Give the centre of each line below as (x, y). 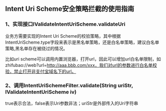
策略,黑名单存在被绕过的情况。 (37, 48)
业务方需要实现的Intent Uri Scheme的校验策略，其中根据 (63, 36)
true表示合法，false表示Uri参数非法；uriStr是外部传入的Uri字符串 (72, 103)
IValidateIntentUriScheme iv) (41, 92)
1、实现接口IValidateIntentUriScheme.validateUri (65, 24)
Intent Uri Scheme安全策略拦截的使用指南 (70, 9)
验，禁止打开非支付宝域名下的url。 (41, 71)
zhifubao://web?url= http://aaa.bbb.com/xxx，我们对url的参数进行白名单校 (81, 65)
